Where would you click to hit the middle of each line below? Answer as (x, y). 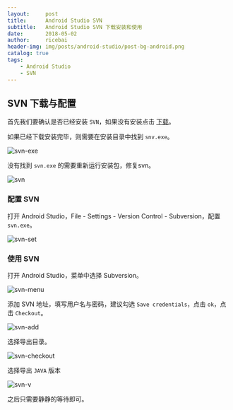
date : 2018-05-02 (42, 34)
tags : (15, 60)
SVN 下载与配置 (42, 103)
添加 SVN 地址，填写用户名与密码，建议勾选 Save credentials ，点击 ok (110, 304)
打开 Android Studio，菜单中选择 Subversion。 (75, 275)
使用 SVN (23, 259)
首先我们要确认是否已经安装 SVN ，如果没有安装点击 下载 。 (91, 122)
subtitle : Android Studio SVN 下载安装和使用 (75, 27)
